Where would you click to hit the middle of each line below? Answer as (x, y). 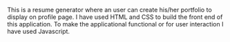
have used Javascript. (39, 31)
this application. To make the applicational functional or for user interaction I (115, 24)
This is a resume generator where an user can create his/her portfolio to (109, 10)
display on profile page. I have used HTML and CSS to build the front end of (115, 17)
